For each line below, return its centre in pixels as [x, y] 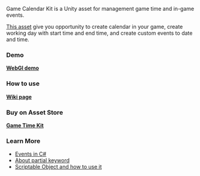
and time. [18, 39]
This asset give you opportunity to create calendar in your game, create [95, 27]
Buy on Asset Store [35, 112]
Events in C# [31, 154]
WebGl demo [23, 68]
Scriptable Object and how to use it [58, 167]
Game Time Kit [25, 125]
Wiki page [19, 97]
